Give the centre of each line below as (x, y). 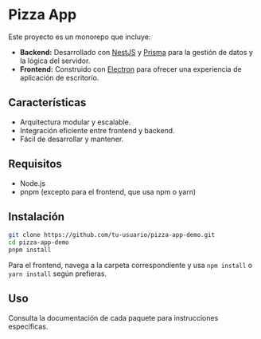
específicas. (28, 326)
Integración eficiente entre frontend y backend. (97, 130)
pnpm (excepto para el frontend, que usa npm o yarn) (108, 191)
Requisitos (35, 164)
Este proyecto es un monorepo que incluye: (80, 37)
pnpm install (30, 250)
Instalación (37, 217)
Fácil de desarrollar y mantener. (72, 139)
